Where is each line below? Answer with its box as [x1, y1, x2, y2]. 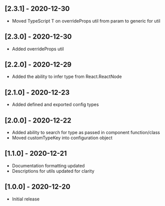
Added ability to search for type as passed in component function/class [12, 130, 160, 136]
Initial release [12, 196, 40, 202]
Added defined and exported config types [12, 101, 99, 108]
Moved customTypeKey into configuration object [12, 135, 113, 141]
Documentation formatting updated [12, 162, 85, 168]
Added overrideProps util [12, 46, 64, 52]
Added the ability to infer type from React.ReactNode [12, 73, 122, 80]
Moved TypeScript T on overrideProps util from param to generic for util [12, 18, 161, 24]
